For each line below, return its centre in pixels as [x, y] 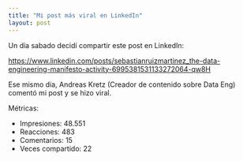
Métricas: [24, 108]
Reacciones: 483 [47, 132]
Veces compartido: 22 [56, 148]
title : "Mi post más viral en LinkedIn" [76, 15]
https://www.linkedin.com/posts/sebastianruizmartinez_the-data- [114, 61]
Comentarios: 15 [46, 140]
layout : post [30, 23]
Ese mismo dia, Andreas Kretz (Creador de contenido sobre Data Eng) [122, 84]
